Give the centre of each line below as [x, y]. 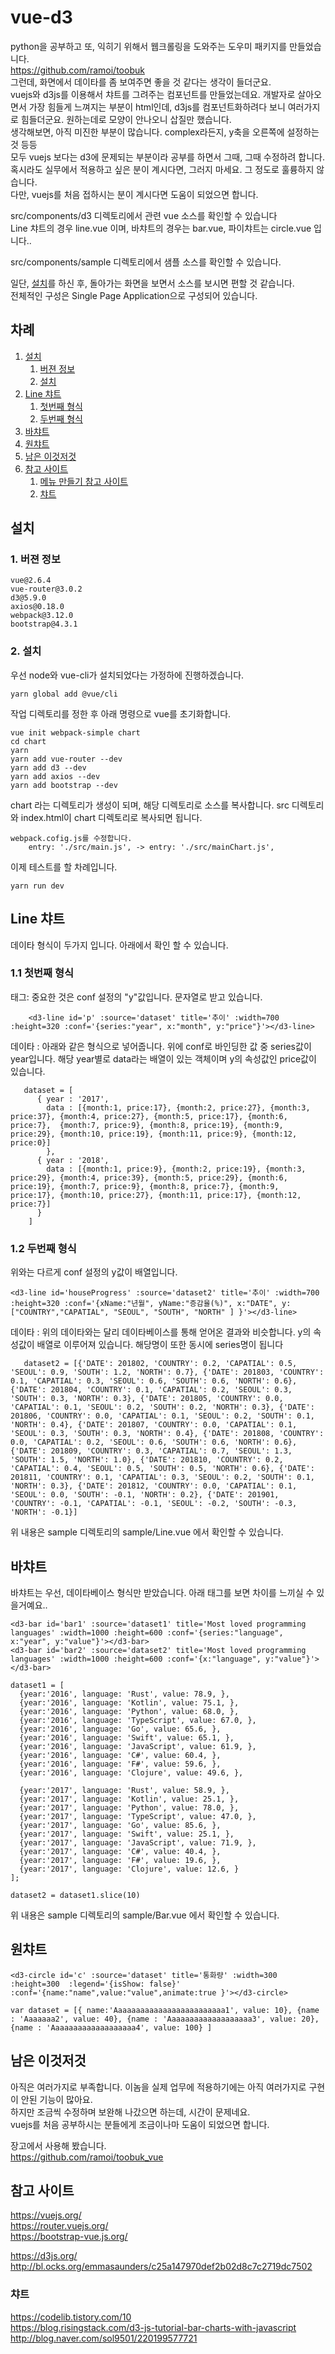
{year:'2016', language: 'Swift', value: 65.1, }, [127, 1737]
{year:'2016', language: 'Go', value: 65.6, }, [120, 1729]
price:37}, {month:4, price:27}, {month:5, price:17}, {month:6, [149, 1116]
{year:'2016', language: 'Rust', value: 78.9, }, [124, 1694]
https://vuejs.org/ [46, 2215]
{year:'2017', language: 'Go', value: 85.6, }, [120, 1825]
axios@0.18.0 [37, 607]
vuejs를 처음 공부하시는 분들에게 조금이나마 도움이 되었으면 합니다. [140, 2124]
